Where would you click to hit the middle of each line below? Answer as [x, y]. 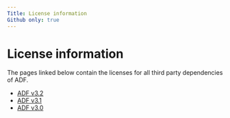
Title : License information [47, 13]
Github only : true [33, 20]
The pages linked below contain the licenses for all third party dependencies [115, 73]
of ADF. [18, 80]
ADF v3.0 [30, 108]
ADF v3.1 [29, 101]
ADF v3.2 [30, 93]
